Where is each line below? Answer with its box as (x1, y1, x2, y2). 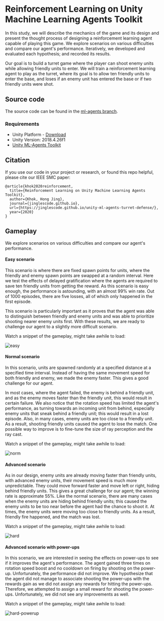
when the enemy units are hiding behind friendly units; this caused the (5, 498, 147, 505)
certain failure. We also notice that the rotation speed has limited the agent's (5, 400, 159, 406)
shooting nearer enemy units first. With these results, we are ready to (5, 318, 145, 324)
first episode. (5, 299, 32, 304)
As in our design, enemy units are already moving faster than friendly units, (5, 472, 157, 478)
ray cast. (5, 432, 23, 437)
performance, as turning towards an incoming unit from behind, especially (5, 405, 155, 412)
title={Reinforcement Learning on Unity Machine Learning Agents (9, 188, 146, 193)
